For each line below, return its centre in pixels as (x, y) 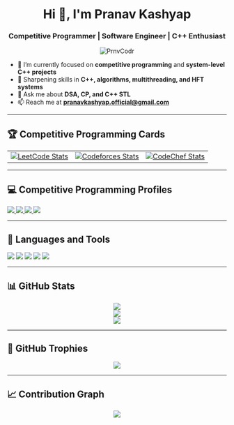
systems (30, 87)
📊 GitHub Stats (41, 286)
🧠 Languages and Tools (59, 239)
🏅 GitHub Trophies (48, 349)
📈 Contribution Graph (56, 394)
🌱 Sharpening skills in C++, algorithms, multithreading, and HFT (110, 80)
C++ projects (37, 72)
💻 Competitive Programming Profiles (90, 189)
